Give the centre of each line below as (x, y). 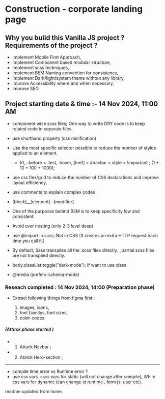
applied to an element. (35, 153)
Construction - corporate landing (74, 9)
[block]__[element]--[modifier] (43, 201)
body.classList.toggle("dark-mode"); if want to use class (69, 265)
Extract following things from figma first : (54, 298)
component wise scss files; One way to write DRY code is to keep (79, 123)
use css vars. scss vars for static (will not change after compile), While (84, 377)
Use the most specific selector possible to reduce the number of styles (84, 148)
